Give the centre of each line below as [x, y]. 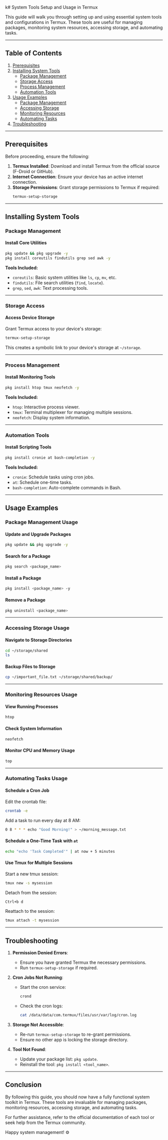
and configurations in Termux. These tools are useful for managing [74, 22]
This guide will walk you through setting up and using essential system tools [83, 17]
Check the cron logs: [41, 1006]
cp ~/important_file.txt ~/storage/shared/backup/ [59, 677]
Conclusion [23, 1085]
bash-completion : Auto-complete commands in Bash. [67, 487]
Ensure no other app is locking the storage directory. [74, 1039]
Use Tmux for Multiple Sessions [39, 863]
